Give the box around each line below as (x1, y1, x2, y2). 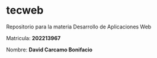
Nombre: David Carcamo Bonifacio (6, 46, 93, 53)
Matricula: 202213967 (6, 34, 61, 41)
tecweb (6, 4, 44, 17)
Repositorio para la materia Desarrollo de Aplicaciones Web (6, 23, 152, 30)
